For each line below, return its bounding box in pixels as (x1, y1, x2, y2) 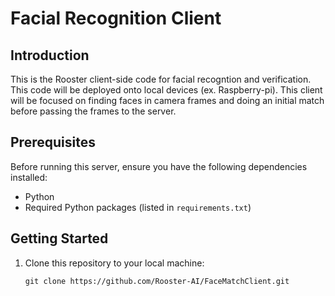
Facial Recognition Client (10, 7, 222, 30)
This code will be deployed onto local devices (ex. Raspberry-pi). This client (10, 84, 323, 96)
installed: (10, 171, 48, 183)
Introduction (10, 47, 90, 64)
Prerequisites (10, 134, 96, 151)
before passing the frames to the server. (10, 105, 177, 117)
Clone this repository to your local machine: (24, 257, 205, 269)
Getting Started (10, 230, 109, 247)
